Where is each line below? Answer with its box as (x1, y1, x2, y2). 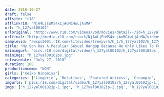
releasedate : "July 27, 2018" (5, 57, 67, 62)
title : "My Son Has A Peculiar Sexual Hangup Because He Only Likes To (5, 44, 154, 48)
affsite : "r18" (5, 16, 36, 21)
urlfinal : (5, 35, 25, 40)
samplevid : (5, 39, 27, 44)
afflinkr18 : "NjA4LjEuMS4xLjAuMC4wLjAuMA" (5, 21, 93, 26)
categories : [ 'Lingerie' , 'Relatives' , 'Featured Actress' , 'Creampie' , (5, 75, 156, 80)
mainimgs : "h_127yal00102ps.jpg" (5, 52, 73, 58)
